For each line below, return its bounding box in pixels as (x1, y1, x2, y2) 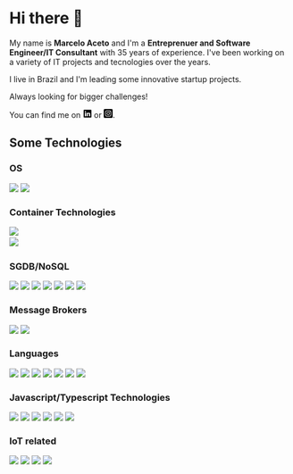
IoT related (9, 435, 56, 447)
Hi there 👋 (9, 8, 83, 29)
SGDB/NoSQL (9, 260, 70, 272)
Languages (9, 347, 60, 360)
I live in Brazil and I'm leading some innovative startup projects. (9, 73, 242, 84)
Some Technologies (9, 136, 122, 151)
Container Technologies (9, 205, 116, 218)
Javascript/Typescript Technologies (9, 391, 172, 403)
